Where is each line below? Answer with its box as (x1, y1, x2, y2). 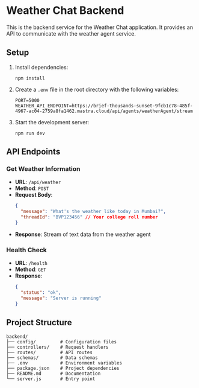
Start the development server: (14, 118, 90, 126)
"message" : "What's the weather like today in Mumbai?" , (20, 209, 167, 215)
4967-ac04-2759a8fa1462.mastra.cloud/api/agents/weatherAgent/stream (14, 108, 194, 114)
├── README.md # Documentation (6, 371, 101, 377)
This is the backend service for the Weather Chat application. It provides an (6, 24, 194, 31)
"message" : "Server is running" (20, 295, 102, 301)
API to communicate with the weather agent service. (6, 30, 136, 37)
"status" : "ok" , (20, 290, 61, 296)
